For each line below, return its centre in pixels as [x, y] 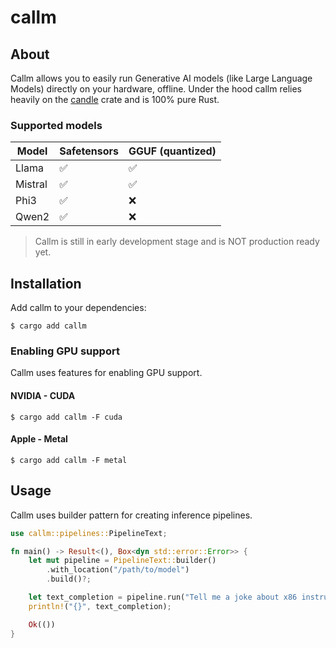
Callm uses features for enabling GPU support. [106, 373]
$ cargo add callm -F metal [69, 460]
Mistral [31, 184]
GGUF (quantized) [172, 151]
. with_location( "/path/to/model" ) [118, 570]
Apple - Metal [39, 439]
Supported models [56, 125]
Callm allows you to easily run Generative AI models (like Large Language [161, 78]
